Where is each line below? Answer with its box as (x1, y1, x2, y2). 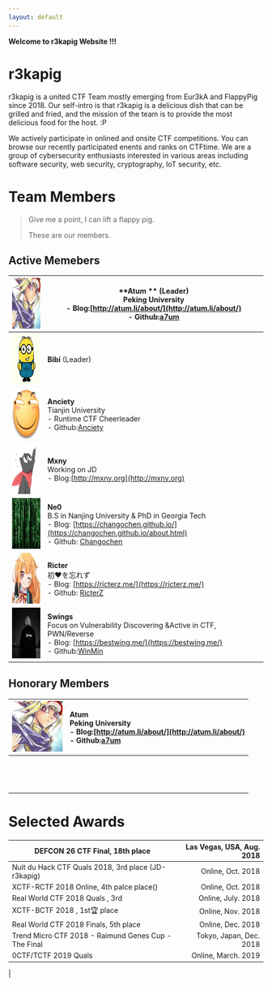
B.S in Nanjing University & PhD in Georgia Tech (47, 510, 206, 520)
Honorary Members (8, 677, 109, 691)
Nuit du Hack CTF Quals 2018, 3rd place (11, 862, 148, 872)
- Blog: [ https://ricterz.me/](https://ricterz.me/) (47, 579, 205, 589)
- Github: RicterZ (47, 588, 104, 598)
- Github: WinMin (47, 646, 104, 657)
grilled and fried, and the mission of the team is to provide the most (8, 109, 233, 118)
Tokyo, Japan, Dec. (196, 931, 261, 941)
